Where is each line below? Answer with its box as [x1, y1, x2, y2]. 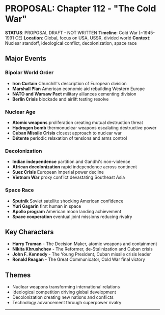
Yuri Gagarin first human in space [12, 203, 82, 209]
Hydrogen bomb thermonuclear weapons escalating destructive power [12, 125, 157, 130]
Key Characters [5, 227, 54, 236]
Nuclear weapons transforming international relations [12, 284, 120, 290]
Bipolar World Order [5, 69, 54, 76]
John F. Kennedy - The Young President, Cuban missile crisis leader [12, 252, 151, 257]
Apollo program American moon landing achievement [12, 208, 122, 214]
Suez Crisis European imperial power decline [12, 169, 104, 175]
